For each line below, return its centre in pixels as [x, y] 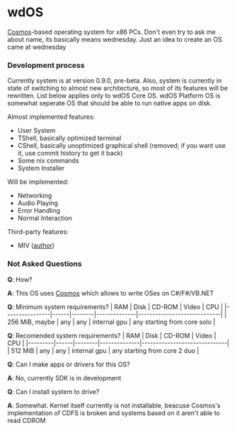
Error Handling [39, 211]
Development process [46, 65]
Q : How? [20, 279]
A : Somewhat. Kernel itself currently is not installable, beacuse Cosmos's [114, 405]
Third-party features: [38, 232]
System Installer [41, 168]
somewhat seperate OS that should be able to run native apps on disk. [110, 103]
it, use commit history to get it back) [70, 153]
